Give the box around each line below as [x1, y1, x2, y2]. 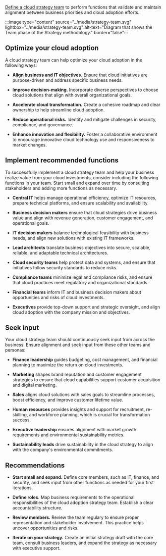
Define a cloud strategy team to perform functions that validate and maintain [5, 4, 162, 10]
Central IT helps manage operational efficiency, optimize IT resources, [12, 195, 157, 201]
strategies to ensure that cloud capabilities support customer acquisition [12, 377, 161, 383]
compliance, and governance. [12, 121, 73, 128]
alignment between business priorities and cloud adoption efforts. [5, 9, 140, 15]
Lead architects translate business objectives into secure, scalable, [12, 245, 151, 251]
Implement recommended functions [5, 156, 119, 165]
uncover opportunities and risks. [12, 525, 79, 531]
